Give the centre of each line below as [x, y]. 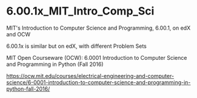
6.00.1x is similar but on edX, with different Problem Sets [76, 46]
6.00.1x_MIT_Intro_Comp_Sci [80, 11]
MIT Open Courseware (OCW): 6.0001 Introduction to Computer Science [97, 57]
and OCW [18, 34]
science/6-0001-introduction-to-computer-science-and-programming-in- [98, 82]
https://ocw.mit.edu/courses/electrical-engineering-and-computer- [90, 76]
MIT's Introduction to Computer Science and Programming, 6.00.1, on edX [98, 28]
